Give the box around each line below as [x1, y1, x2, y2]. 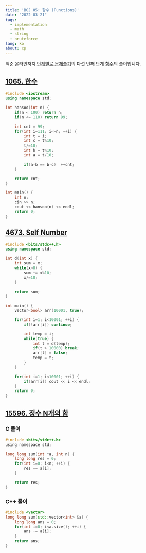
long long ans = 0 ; [14, 519, 57, 525]
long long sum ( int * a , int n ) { [5, 451, 75, 457]
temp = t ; [32, 355, 54, 361]
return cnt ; [14, 176, 40, 181]
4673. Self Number [5, 228, 67, 237]
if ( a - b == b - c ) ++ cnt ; [24, 162, 75, 167]
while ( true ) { [24, 336, 54, 341]
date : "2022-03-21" [5, 12, 47, 17]
